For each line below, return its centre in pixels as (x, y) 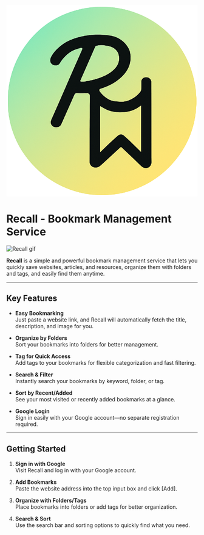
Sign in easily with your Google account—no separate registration (97, 417)
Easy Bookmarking (39, 313)
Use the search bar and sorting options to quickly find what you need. (102, 525)
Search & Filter (34, 375)
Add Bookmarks (36, 482)
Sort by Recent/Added (44, 393)
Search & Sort (33, 519)
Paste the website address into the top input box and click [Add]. (96, 488)
